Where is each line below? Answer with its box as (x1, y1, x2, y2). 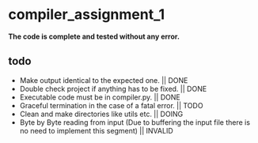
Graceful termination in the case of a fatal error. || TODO (19, 100, 203, 110)
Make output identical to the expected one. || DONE (19, 75, 188, 85)
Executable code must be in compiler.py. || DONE (19, 92, 180, 102)
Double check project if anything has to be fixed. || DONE (19, 84, 207, 93)
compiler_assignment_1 (8, 6, 165, 24)
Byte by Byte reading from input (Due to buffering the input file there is (19, 117, 251, 127)
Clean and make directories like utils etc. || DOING (19, 109, 184, 119)
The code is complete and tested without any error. (8, 32, 180, 41)
